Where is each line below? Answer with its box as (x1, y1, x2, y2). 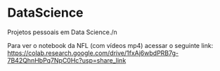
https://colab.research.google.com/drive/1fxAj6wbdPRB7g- (7, 49, 179, 57)
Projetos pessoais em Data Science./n (7, 28, 117, 36)
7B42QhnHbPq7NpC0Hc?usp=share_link (7, 56, 127, 64)
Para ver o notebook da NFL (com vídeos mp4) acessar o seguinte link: (7, 41, 214, 49)
